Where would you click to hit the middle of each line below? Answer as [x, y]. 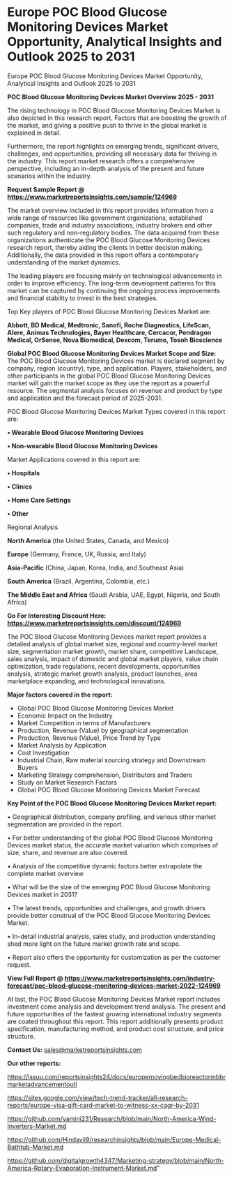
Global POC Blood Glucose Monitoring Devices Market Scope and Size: [112, 353]
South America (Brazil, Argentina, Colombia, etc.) [79, 581]
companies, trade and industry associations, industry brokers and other [110, 225]
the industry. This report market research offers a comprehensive [101, 161]
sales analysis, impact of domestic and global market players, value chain [113, 659]
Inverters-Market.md [37, 1126]
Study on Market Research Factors [67, 782]
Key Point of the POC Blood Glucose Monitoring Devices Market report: [112, 803]
